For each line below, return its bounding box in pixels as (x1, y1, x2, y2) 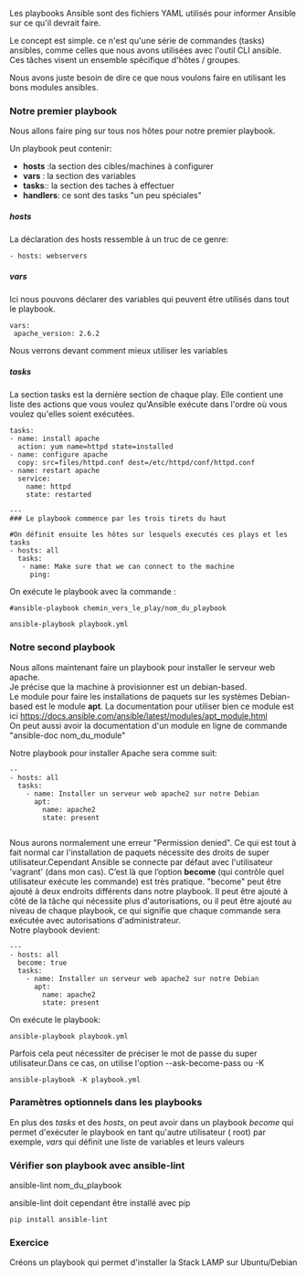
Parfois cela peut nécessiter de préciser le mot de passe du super (9, 1048, 258, 1059)
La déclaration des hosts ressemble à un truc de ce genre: (9, 234, 229, 245)
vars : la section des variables (22, 171, 136, 182)
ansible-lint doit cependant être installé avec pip (9, 1198, 191, 1208)
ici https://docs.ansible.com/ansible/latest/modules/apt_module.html (9, 710, 268, 721)
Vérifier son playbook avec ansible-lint (9, 1159, 185, 1172)
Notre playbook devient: (9, 924, 100, 935)
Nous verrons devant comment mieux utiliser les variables (9, 345, 228, 356)
